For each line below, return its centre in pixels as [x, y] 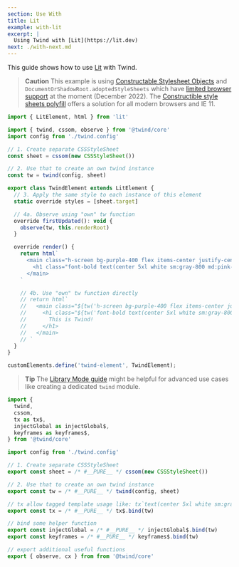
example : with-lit [34, 27]
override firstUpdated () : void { [63, 221]
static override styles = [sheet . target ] [76, 201]
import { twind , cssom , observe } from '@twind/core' [89, 130]
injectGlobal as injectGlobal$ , [62, 426]
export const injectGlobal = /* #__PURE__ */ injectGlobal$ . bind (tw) [113, 530]
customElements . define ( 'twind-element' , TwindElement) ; [92, 365]
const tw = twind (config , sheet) [57, 175]
